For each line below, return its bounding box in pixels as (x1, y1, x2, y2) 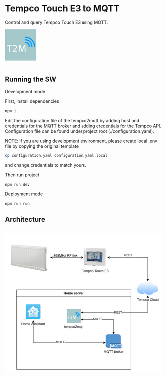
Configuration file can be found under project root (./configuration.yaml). (5, 128, 154, 134)
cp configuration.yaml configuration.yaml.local (5, 153, 108, 158)
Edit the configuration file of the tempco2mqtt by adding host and (5, 117, 140, 123)
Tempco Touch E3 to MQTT (5, 3, 120, 14)
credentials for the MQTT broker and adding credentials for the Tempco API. (5, 123, 162, 129)
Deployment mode (5, 191, 43, 197)
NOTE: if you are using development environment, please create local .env (5, 138, 158, 144)
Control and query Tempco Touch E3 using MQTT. (5, 19, 108, 25)
